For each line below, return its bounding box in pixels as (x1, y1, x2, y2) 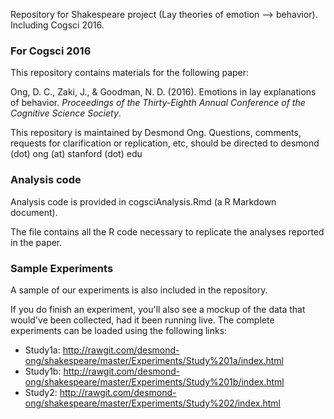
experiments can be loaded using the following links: (10, 324, 228, 336)
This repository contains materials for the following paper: (10, 67, 250, 79)
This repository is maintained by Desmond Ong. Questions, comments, (10, 127, 302, 139)
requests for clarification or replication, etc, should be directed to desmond (10, 137, 320, 149)
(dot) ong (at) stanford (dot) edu (10, 148, 143, 160)
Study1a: (24, 344, 61, 356)
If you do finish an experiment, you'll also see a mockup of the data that (10, 303, 306, 315)
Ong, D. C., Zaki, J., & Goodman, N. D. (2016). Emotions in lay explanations (10, 86, 317, 98)
